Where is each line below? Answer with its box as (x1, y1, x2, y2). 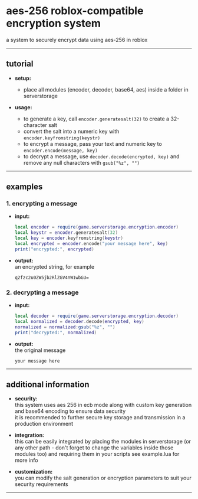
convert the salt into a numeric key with (23, 128, 120, 135)
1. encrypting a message (6, 200, 78, 208)
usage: (14, 103, 32, 110)
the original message (14, 347, 66, 354)
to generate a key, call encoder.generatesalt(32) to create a (23, 115, 170, 122)
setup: (14, 74, 31, 81)
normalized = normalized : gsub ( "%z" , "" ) (14, 324, 115, 330)
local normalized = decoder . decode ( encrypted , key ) (14, 318, 144, 324)
